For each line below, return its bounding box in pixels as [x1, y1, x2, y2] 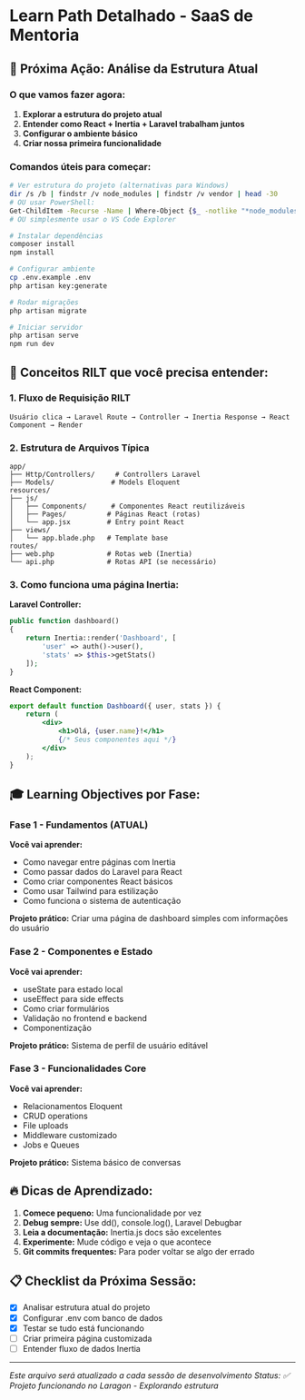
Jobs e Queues [22, 1139, 80, 1150]
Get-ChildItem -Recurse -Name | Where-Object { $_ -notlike [9, 206, 238, 215]
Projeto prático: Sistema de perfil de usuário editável [9, 1039, 209, 1050]
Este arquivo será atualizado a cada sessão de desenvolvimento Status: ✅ [9, 1369, 290, 1381]
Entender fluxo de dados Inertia [22, 1343, 141, 1354]
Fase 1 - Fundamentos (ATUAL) [9, 819, 149, 831]
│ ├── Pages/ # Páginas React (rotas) [9, 510, 202, 519]
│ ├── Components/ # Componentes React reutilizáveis [9, 501, 246, 511]
